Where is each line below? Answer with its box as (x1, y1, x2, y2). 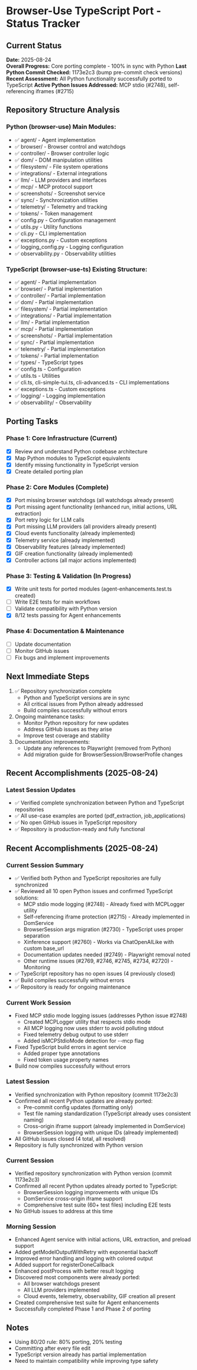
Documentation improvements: (14, 738, 91, 745)
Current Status (6, 40, 62, 50)
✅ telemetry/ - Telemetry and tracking (14, 203, 108, 210)
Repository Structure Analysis (6, 105, 120, 115)
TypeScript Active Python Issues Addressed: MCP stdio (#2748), (6, 81, 167, 89)
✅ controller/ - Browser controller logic (14, 150, 109, 157)
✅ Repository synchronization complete (14, 687, 112, 695)
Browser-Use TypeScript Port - (6, 4, 162, 18)
